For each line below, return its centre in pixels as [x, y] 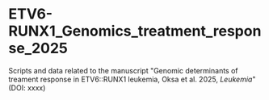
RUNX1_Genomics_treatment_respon [135, 31]
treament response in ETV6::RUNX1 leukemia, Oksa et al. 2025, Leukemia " [132, 79]
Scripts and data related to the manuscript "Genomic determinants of [123, 70]
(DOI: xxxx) [27, 87]
